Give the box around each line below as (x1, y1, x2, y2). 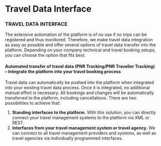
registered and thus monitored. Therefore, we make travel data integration (5, 37, 153, 43)
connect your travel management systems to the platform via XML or (12, 114, 149, 120)
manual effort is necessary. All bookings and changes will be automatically (5, 90, 154, 96)
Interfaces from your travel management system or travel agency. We (12, 125, 156, 130)
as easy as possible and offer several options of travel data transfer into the (5, 42, 156, 48)
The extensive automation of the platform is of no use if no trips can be (5, 32, 147, 37)
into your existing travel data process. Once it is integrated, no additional (5, 84, 150, 90)
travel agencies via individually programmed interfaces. (12, 135, 123, 141)
